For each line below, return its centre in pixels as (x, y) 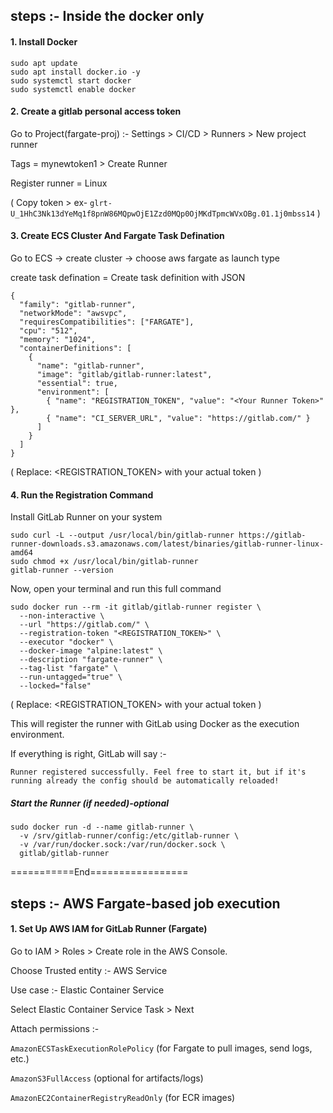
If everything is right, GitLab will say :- (88, 754)
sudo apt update (44, 63)
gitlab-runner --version (62, 570)
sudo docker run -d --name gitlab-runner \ (102, 827)
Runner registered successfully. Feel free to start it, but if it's (158, 772)
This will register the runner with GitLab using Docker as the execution (155, 724)
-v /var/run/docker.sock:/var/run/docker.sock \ (122, 845)
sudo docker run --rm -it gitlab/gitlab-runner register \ (136, 607)
